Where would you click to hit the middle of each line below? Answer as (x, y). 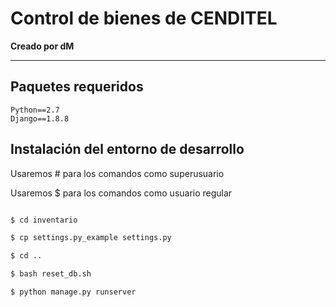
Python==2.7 (35, 110)
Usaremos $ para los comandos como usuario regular (121, 193)
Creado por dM (42, 46)
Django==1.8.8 (40, 118)
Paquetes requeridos (77, 87)
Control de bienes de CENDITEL (144, 18)
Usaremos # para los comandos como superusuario (117, 173)
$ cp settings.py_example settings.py (91, 238)
